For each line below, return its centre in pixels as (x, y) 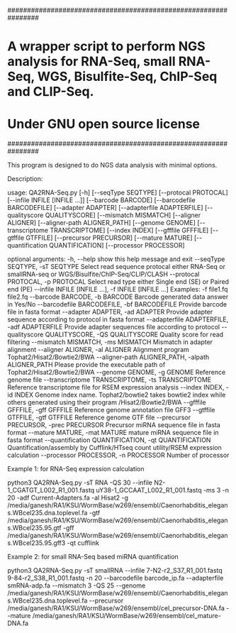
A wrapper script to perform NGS (106, 46)
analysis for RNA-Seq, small (91, 61)
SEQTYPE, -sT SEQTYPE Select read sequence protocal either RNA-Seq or (116, 267)
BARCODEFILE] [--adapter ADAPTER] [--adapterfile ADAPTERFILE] (105, 208)
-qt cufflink (83, 543)
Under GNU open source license (104, 124)
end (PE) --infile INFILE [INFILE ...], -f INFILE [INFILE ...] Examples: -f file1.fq (118, 290)
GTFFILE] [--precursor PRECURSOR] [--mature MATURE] (109, 238)
